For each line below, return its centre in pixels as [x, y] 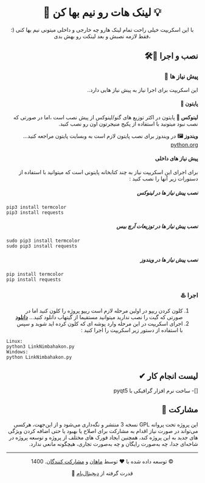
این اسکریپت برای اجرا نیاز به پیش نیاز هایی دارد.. [143, 90]
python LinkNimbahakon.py [39, 358]
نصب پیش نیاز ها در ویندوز [169, 259]
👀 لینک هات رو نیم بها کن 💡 [102, 12]
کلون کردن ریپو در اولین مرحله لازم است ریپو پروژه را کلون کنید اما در [104, 311]
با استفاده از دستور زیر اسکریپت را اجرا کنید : [132, 330]
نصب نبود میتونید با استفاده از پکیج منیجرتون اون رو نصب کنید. [128, 124]
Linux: [15, 341]
